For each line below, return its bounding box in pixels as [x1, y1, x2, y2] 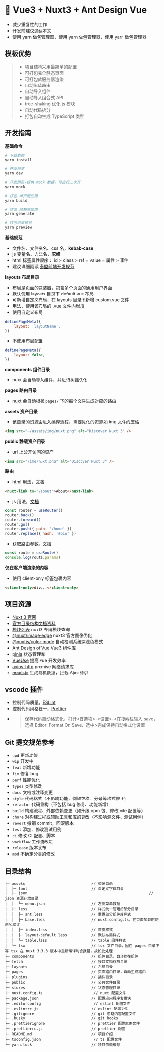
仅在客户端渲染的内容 [5, 564, 48, 570]
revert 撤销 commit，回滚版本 [12, 820, 74, 826]
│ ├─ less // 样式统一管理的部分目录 [5, 907, 139, 912]
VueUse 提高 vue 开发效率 [12, 657, 66, 663]
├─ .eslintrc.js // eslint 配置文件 [5, 1007, 128, 1011]
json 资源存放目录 [5, 896, 39, 901]
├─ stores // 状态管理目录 [5, 985, 121, 990]
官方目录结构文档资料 [12, 620, 56, 626]
